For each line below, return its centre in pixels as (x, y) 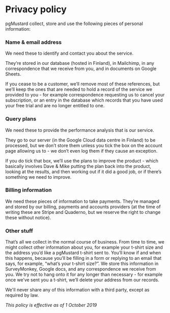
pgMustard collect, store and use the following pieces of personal (74, 23)
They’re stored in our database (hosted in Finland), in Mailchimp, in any (80, 63)
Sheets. (13, 74)
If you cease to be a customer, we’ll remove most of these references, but (83, 84)
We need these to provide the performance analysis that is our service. (80, 130)
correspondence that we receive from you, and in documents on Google (81, 69)
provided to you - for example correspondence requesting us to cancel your (85, 95)
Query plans (21, 119)
